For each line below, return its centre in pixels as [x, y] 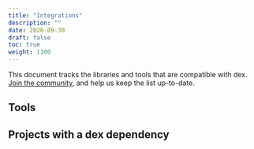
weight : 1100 [30, 52]
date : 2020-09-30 [37, 30]
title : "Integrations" [45, 15]
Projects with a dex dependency [89, 134]
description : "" [35, 23]
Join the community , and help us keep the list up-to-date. [101, 83]
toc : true [24, 45]
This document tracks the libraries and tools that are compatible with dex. [128, 74]
